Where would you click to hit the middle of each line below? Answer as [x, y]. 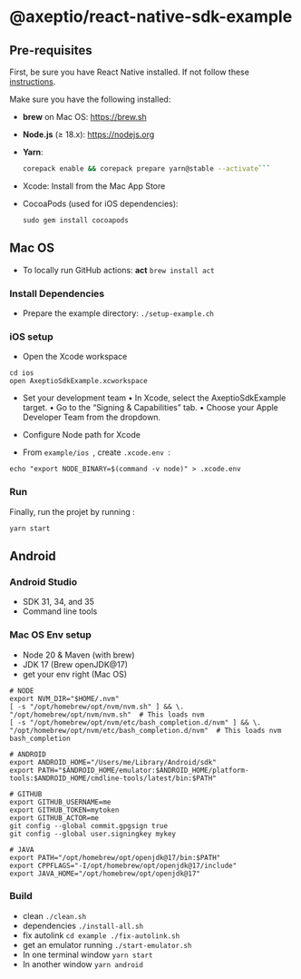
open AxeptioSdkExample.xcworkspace [78, 381]
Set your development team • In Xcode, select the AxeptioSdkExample [154, 398]
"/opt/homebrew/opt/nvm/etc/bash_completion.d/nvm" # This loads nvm [146, 730]
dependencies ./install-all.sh [83, 925]
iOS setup [32, 336]
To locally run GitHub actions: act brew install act [118, 270]
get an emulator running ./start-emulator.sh [107, 944]
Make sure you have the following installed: [90, 99]
